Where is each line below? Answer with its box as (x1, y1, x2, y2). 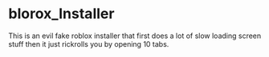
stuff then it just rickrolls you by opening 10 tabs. (8, 39, 169, 48)
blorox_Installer (8, 5, 115, 23)
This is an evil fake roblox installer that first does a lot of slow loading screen (8, 31, 262, 40)
